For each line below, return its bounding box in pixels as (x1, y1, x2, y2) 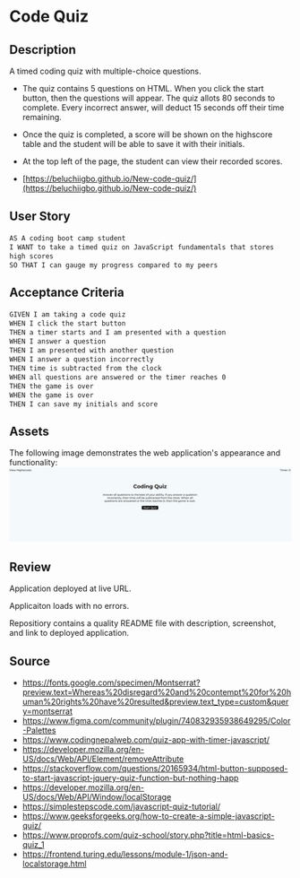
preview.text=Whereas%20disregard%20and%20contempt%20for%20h (21, 686, 292, 697)
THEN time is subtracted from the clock (9, 363, 163, 373)
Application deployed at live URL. (9, 583, 132, 594)
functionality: (9, 457, 58, 468)
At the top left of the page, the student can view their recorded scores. (21, 156, 283, 167)
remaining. (21, 112, 63, 122)
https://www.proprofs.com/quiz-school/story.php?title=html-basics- (21, 830, 275, 840)
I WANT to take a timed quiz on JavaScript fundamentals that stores (9, 242, 275, 252)
